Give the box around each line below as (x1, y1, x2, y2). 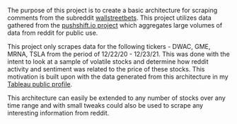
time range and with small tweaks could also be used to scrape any (7, 101, 204, 109)
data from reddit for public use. (7, 28, 98, 37)
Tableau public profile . (7, 80, 73, 88)
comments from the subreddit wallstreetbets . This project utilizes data (7, 13, 212, 22)
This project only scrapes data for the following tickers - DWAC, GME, (7, 43, 211, 50)
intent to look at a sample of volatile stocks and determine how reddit (7, 57, 209, 66)
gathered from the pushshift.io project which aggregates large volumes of (7, 21, 223, 29)
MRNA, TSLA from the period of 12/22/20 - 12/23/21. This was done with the (7, 50, 230, 58)
